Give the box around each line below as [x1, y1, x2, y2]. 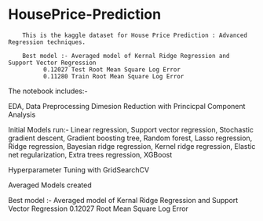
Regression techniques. [8, 38, 86, 46]
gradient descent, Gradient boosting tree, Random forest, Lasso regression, [8, 133, 253, 143]
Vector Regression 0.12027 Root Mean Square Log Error [8, 204, 188, 213]
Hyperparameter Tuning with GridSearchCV [8, 165, 150, 174]
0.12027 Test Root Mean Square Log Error [42, 65, 181, 74]
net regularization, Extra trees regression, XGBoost [8, 150, 173, 159]
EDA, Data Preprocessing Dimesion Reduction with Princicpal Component [8, 101, 246, 110]
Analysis [8, 110, 36, 119]
